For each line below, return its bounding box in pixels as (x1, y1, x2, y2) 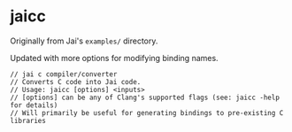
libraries (10, 116, 47, 125)
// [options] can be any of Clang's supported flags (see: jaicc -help (10, 93, 280, 102)
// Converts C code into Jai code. (10, 77, 142, 86)
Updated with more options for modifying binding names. (10, 52, 219, 63)
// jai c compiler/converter (10, 69, 118, 79)
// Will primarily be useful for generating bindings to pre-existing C (10, 108, 284, 117)
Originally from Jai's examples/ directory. (10, 35, 158, 46)
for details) (10, 100, 58, 110)
